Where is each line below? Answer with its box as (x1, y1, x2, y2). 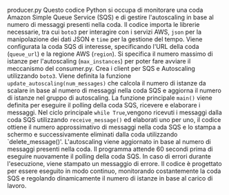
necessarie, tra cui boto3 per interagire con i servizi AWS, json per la (7, 28, 202, 36)
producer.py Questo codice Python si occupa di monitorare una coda (7, 6, 203, 14)
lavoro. (7, 182, 27, 189)
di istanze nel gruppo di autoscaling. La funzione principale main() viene (7, 94, 212, 102)
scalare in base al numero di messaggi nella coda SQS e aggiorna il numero (7, 86, 222, 94)
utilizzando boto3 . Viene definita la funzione (7, 72, 132, 80)
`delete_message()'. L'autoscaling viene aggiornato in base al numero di (7, 138, 212, 145)
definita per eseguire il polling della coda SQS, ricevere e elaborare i (7, 101, 201, 109)
